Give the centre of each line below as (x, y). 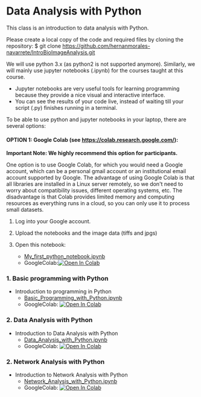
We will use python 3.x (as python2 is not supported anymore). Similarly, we (101, 64)
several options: (26, 125)
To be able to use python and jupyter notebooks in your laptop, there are (96, 119)
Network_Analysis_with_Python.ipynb (71, 381)
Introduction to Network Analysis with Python (71, 375)
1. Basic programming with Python (57, 279)
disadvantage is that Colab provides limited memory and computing (91, 197)
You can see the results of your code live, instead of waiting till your (99, 101)
